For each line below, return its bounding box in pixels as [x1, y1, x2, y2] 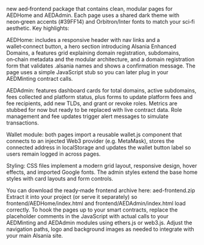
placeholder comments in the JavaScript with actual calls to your [6, 213, 169, 219]
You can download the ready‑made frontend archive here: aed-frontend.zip [6, 187, 195, 194]
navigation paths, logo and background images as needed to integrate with [6, 226, 194, 233]
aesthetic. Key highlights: [6, 24, 69, 32]
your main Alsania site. [6, 232, 63, 239]
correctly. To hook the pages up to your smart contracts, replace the [6, 206, 178, 213]
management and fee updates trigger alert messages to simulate [6, 112, 169, 120]
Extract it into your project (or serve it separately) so [6, 193, 138, 200]
